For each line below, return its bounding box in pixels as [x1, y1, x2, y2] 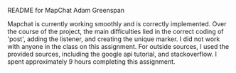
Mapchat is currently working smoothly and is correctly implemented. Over [7, 20, 227, 28]
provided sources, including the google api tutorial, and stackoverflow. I [7, 50, 217, 58]
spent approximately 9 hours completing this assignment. [7, 57, 176, 66]
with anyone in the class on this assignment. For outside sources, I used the [7, 43, 230, 50]
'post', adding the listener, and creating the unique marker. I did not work [7, 35, 220, 43]
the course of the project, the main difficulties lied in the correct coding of [7, 28, 224, 35]
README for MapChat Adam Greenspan [7, 6, 125, 14]
